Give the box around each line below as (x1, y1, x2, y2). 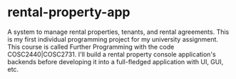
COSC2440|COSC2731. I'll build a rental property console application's (7, 50, 216, 59)
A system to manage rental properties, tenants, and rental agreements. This (7, 28, 230, 36)
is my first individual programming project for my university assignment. (7, 35, 219, 43)
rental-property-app (7, 4, 130, 20)
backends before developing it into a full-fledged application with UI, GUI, (7, 57, 224, 66)
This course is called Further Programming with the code (7, 42, 175, 51)
